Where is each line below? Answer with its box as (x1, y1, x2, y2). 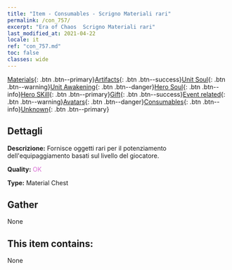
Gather (7, 198, 39, 210)
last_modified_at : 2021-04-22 (7, 29, 96, 37)
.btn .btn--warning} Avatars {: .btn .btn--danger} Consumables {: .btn (7, 97, 202, 106)
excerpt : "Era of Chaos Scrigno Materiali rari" (7, 23, 156, 30)
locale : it (7, 36, 39, 43)
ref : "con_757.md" (7, 43, 61, 50)
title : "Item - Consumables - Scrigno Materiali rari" (7, 10, 172, 18)
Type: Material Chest (7, 178, 69, 187)
